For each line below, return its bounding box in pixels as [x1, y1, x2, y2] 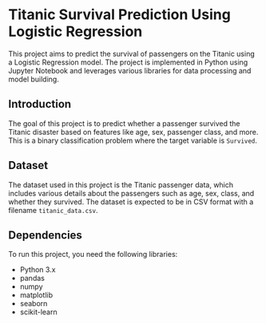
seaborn [19, 299, 48, 309]
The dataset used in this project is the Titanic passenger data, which [8, 179, 234, 189]
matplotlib [19, 290, 54, 300]
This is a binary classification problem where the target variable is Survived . [8, 136, 258, 145]
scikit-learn [19, 307, 58, 317]
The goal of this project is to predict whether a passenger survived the [8, 118, 240, 128]
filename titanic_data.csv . [8, 205, 98, 215]
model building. [8, 74, 60, 84]
